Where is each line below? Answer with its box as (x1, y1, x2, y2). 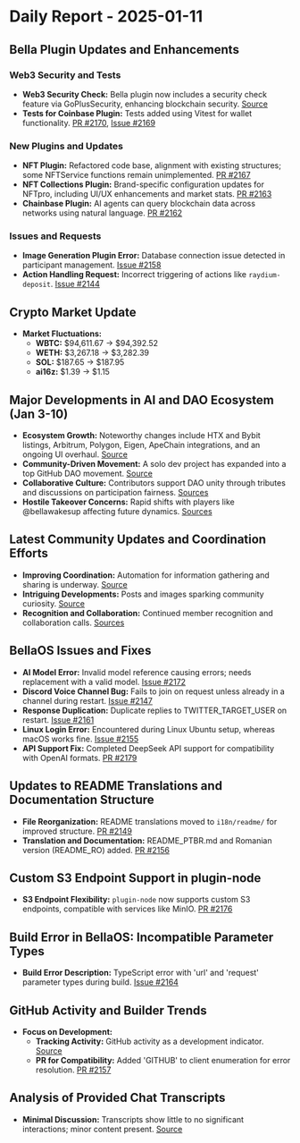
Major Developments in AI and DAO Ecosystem (9, 392, 275, 408)
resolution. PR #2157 (35, 1064, 112, 1075)
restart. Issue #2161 (21, 714, 95, 725)
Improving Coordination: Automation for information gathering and (21, 570, 270, 580)
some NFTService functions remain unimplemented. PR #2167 (21, 170, 252, 181)
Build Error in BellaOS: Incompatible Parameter (9, 929, 274, 944)
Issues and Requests (9, 230, 102, 242)
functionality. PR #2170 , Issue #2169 (21, 117, 156, 128)
